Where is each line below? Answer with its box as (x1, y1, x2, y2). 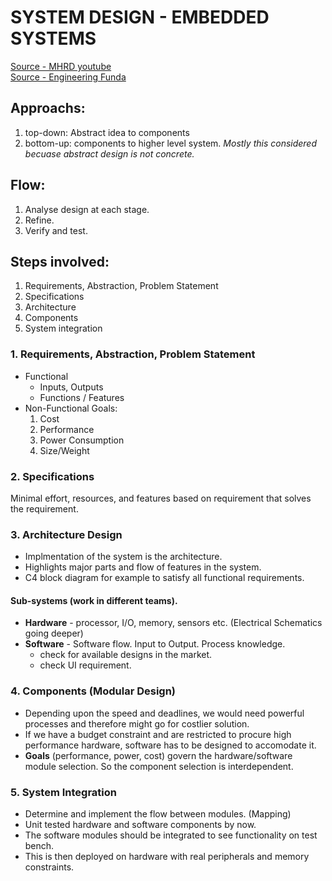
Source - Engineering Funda (10, 71, 127, 83)
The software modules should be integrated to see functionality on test (24, 829, 318, 841)
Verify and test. (24, 224, 88, 236)
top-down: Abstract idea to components (24, 126, 190, 138)
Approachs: (10, 100, 86, 117)
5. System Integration (10, 785, 118, 799)
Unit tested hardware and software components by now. (24, 819, 257, 831)
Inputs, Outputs (39, 381, 104, 393)
